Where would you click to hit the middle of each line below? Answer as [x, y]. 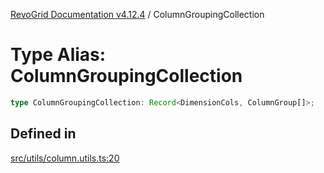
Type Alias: [58, 55]
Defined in [43, 134]
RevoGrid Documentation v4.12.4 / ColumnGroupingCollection [137, 14]
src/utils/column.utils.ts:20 [65, 158]
